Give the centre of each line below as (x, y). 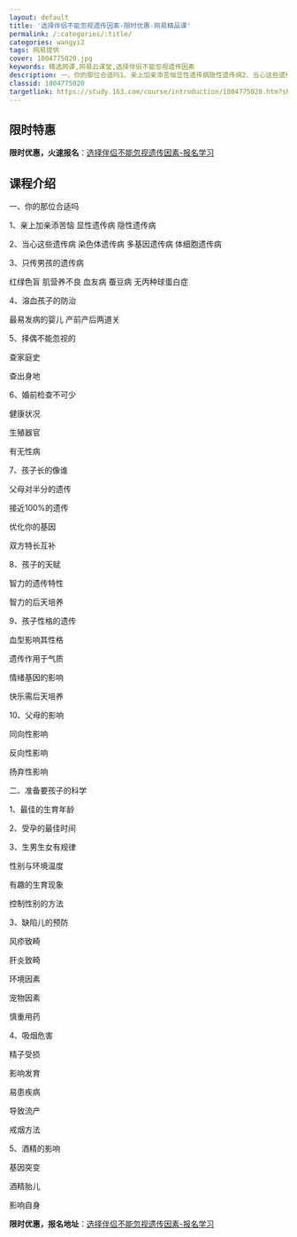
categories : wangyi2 (47, 42)
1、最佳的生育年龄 (42, 810)
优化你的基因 (32, 527)
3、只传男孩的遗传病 (46, 263)
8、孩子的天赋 (35, 565)
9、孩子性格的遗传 (43, 621)
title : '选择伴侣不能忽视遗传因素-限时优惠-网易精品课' (100, 26)
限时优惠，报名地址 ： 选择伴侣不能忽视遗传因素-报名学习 (112, 1224)
